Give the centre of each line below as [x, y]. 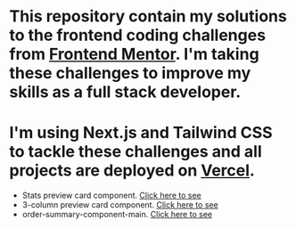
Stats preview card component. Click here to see [112, 195]
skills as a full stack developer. [125, 92]
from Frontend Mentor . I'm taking [135, 54]
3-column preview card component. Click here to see [120, 205]
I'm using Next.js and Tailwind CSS [141, 133]
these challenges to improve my [130, 73]
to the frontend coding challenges [137, 35]
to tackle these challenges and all [136, 152]
